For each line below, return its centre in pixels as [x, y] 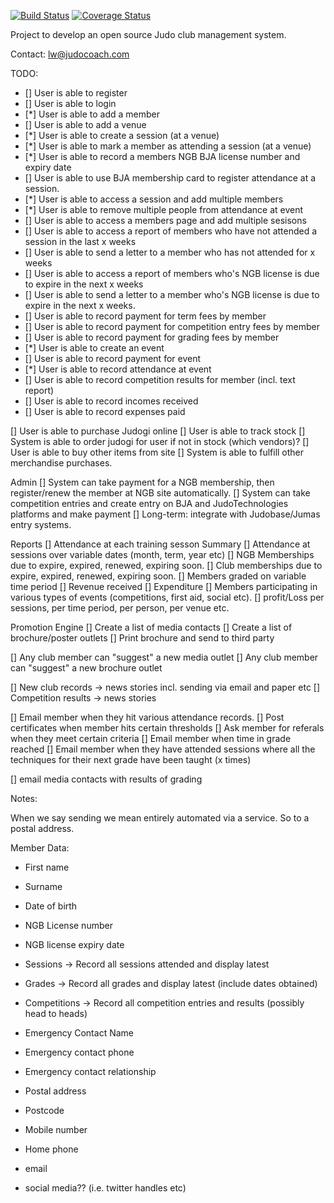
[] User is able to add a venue [85, 124]
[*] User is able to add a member [92, 114]
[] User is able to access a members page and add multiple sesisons [165, 220]
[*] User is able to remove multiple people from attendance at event [164, 209]
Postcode [44, 1110]
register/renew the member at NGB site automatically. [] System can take [160, 493]
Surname [43, 886]
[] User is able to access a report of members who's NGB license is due [172, 273]
